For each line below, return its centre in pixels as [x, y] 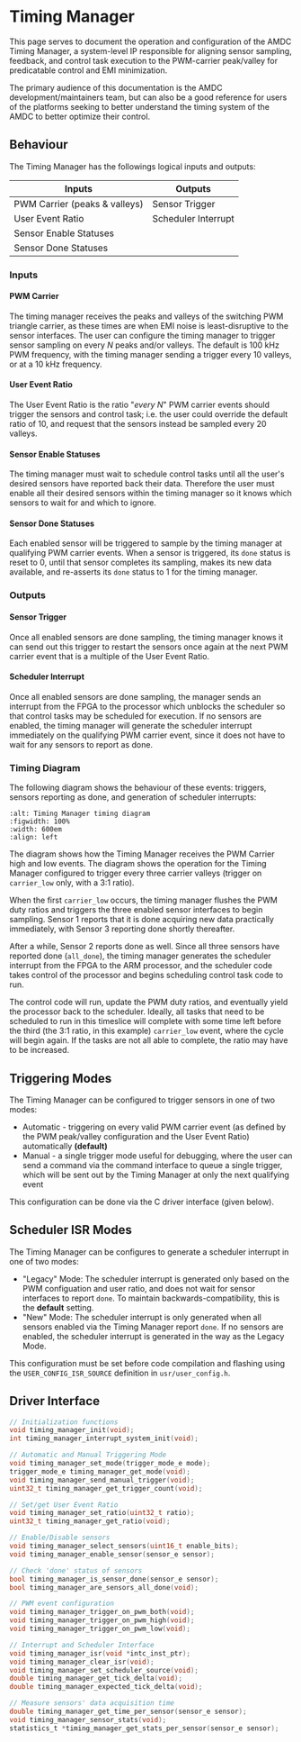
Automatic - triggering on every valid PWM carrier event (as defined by [154, 1127]
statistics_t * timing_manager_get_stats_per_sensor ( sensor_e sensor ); [144, 1728]
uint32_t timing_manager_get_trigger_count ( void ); [106, 1488]
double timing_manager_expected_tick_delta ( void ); [106, 1687]
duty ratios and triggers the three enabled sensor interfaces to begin [136, 910]
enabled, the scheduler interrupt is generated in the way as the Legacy [153, 1336]
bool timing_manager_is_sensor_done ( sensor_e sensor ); [114, 1579]
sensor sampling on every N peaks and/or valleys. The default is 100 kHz [145, 345]
